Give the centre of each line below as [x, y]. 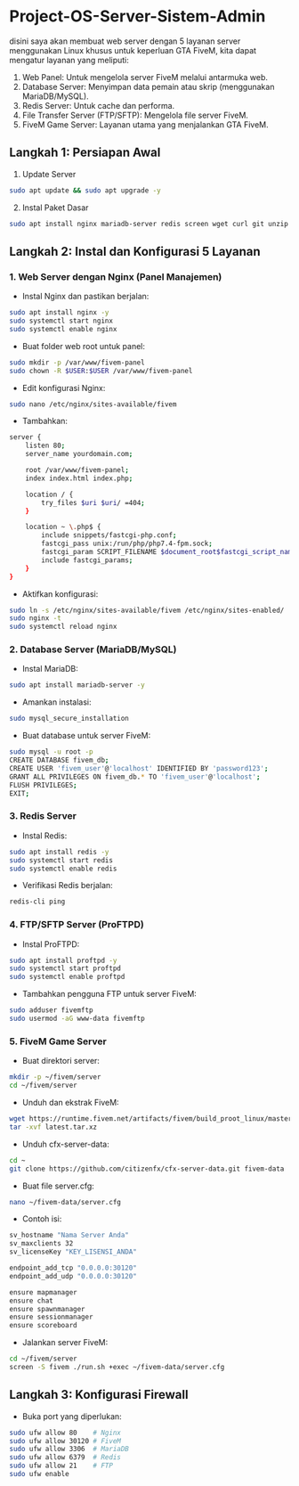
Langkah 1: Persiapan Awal [85, 153]
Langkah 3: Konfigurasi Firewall [99, 1395]
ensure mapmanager [43, 1292]
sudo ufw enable [39, 1474]
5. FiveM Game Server [58, 1041]
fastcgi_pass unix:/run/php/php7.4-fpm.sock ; [127, 544]
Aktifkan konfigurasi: [60, 593]
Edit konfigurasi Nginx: [64, 388]
